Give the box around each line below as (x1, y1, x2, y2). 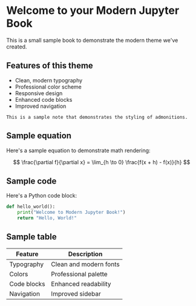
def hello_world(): (6, 204, 56, 210)
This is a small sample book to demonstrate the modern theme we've (6, 36, 178, 44)
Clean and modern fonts (51, 260, 120, 268)
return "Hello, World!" (17, 215, 77, 221)
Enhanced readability (51, 279, 111, 288)
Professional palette (51, 270, 108, 278)
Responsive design (15, 89, 63, 97)
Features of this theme (6, 61, 94, 71)
